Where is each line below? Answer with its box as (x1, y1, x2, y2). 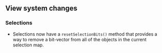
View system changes (5, 4, 78, 13)
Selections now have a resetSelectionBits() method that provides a (12, 31, 157, 37)
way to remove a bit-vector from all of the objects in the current (12, 36, 147, 42)
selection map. (12, 42, 44, 48)
